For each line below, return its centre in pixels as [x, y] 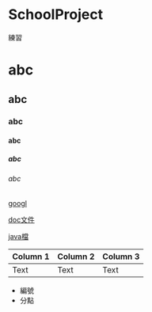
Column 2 [76, 257]
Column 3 [121, 257]
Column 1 [31, 257]
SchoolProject [56, 15]
